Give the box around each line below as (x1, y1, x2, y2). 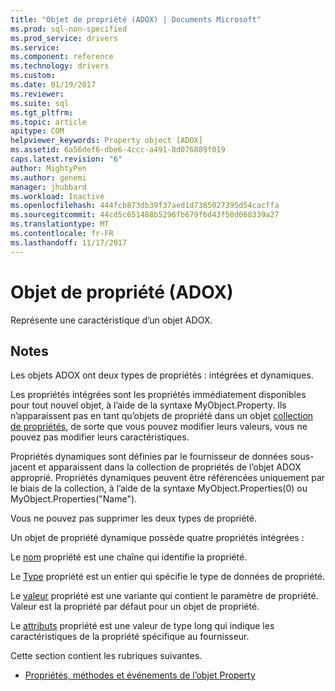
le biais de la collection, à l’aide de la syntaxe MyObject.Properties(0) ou (10, 482, 308, 495)
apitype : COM (10, 126, 65, 136)
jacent (10, 461, 37, 473)
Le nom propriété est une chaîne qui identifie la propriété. (10, 551, 248, 563)
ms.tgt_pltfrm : (10, 107, 74, 118)
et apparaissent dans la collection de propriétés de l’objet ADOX (38, 461, 302, 473)
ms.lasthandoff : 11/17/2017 (10, 237, 128, 248)
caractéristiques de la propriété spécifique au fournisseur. (10, 631, 250, 643)
